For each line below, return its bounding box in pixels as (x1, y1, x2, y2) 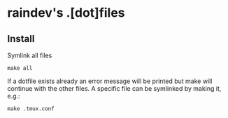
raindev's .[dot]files (7, 5, 125, 21)
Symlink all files (7, 51, 52, 59)
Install (7, 33, 35, 45)
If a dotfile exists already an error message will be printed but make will (7, 77, 213, 85)
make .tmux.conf (7, 105, 55, 112)
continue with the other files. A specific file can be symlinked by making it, (7, 84, 222, 92)
